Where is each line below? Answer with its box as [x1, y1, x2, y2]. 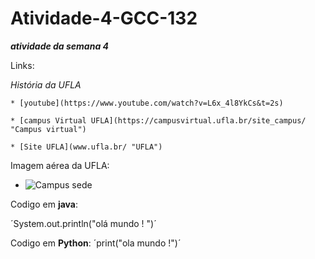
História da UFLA [10, 78, 82, 91]
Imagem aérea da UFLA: [10, 159, 110, 171]
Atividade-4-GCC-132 [10, 7, 198, 30]
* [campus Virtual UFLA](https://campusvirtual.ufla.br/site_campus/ [10, 115, 307, 126]
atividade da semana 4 [10, 40, 110, 52]
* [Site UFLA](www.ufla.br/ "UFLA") [10, 142, 163, 152]
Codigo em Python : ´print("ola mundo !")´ [10, 237, 182, 249]
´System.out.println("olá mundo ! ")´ [10, 217, 157, 229]
